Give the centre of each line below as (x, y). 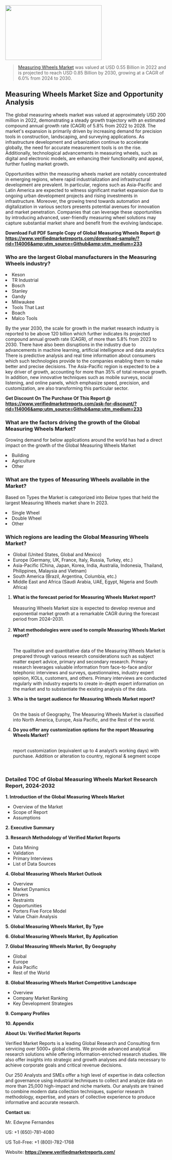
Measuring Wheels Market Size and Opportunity (84, 94)
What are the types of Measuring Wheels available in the (78, 480)
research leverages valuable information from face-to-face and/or (83, 667)
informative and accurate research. (42, 1102)
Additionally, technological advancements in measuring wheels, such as (81, 153)
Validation (23, 853)
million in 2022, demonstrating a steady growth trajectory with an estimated (85, 120)
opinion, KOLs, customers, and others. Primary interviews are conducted (90, 678)
